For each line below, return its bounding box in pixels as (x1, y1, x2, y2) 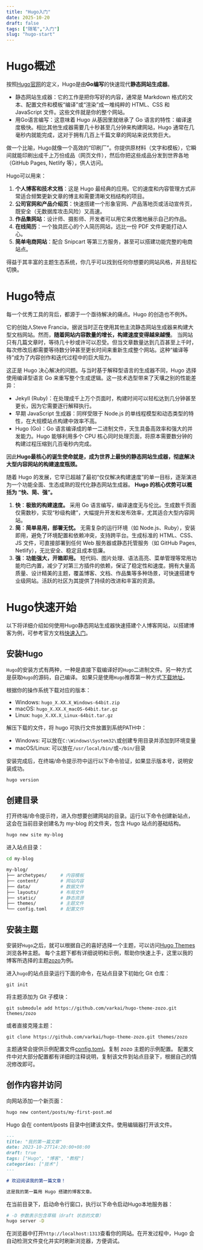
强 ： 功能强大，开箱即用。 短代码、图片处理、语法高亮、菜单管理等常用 (14, 555, 192, 561)
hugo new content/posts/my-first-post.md (6, 1109, 112, 1115)
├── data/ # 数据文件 (6, 884, 85, 890)
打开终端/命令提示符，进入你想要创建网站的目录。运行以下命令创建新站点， (6, 812, 194, 819)
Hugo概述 (6, 59, 56, 73)
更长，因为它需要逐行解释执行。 (14, 402, 95, 409)
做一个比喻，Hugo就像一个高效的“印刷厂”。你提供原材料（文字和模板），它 (6, 144, 192, 151)
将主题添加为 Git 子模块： (6, 993, 69, 1000)
